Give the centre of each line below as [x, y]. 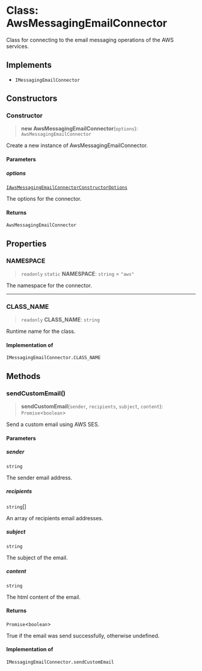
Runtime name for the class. [41, 332]
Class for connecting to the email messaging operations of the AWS [90, 40]
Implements [29, 65]
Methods [23, 376]
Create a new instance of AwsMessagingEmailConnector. [77, 145]
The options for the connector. [44, 199]
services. [17, 46]
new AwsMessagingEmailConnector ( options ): [79, 129]
